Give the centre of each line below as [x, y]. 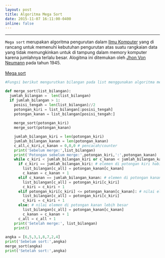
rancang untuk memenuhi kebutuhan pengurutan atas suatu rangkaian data [81, 47]
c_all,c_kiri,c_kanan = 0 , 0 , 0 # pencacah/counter [66, 145]
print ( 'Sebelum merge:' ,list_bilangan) [55, 150]
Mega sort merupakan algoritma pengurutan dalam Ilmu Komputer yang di [80, 42]
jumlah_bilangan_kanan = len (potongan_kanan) [61, 141]
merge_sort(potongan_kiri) [41, 123]
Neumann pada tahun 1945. [33, 63]
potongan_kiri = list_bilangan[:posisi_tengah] [63, 109]
